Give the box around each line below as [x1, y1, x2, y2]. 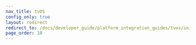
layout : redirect [5, 19, 48, 25]
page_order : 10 [5, 30, 43, 36]
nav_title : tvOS [5, 8, 45, 15]
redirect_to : [5, 25, 37, 31]
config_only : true [5, 14, 50, 20]
